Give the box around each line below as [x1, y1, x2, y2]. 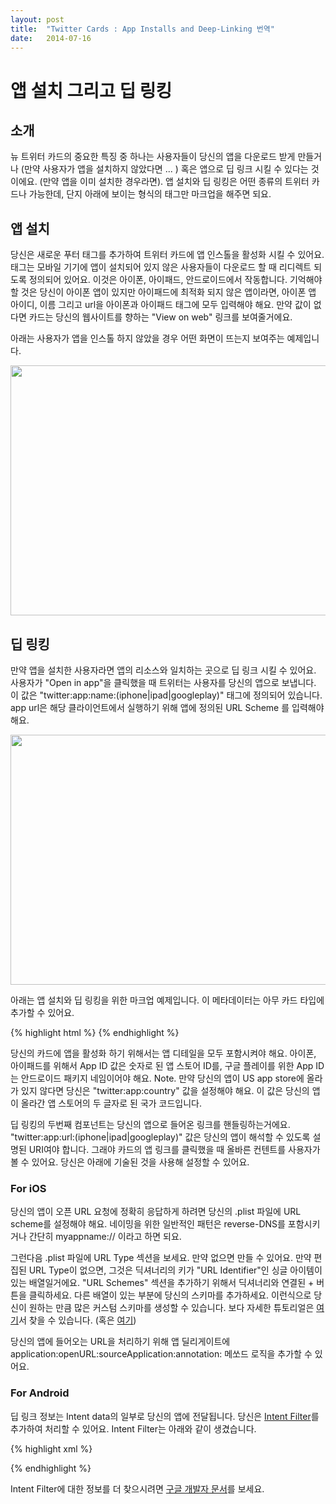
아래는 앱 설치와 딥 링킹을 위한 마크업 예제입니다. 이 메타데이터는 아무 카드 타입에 [10, 994, 325, 1006]
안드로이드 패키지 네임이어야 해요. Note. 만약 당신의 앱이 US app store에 [20, 1072, 305, 1084]
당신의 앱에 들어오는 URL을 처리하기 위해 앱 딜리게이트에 [10, 1336, 231, 1348]
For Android [10, 1386, 70, 1400]
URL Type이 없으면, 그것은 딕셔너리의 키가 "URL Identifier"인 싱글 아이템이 [28, 1264, 323, 1276]
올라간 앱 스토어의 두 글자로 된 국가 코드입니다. [20, 1097, 203, 1109]
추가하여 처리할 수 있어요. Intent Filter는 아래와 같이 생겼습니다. [10, 1422, 257, 1435]
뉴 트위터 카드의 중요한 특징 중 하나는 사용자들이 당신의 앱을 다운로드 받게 [10, 151, 296, 163]
